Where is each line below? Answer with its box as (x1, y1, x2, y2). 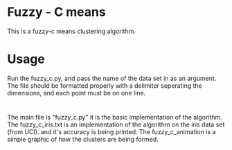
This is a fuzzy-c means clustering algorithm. (7, 27, 136, 35)
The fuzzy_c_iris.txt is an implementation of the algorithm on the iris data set (7, 120, 225, 129)
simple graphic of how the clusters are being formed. (7, 135, 159, 144)
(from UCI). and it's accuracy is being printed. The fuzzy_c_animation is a (7, 128, 216, 136)
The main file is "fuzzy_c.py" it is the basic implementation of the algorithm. (7, 113, 223, 122)
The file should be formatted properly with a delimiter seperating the (7, 81, 202, 90)
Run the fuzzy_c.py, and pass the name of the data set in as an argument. (7, 74, 217, 82)
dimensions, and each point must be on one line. (7, 88, 146, 97)
